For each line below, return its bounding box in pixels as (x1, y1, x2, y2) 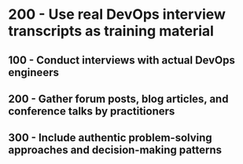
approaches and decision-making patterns (8, 144, 223, 157)
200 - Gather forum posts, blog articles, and (8, 92, 229, 105)
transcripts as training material (8, 22, 215, 40)
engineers (8, 65, 59, 79)
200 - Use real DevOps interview (8, 5, 226, 24)
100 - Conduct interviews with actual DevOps (8, 53, 236, 67)
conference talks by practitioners (8, 104, 175, 118)
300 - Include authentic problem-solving (8, 131, 212, 144)
